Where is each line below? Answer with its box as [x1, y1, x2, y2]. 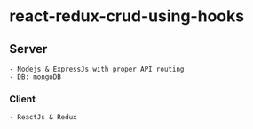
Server [9, 42, 48, 57]
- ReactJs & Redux [9, 113, 77, 122]
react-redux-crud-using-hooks [9, 6, 245, 27]
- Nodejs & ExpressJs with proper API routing [9, 64, 185, 73]
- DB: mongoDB [9, 72, 62, 81]
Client [9, 93, 36, 105]
